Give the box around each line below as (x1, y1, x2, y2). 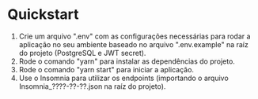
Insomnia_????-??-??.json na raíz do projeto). (18, 81, 166, 91)
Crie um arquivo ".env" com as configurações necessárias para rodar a (18, 31, 251, 41)
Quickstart (7, 5, 80, 24)
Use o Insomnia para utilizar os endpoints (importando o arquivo (18, 73, 229, 82)
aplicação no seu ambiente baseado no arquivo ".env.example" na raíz (18, 39, 249, 49)
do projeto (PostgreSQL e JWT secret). (18, 48, 146, 57)
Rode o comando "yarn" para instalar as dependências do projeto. (18, 57, 235, 66)
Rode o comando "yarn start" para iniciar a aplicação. (18, 64, 195, 74)
